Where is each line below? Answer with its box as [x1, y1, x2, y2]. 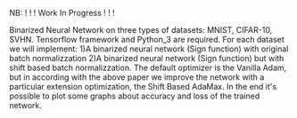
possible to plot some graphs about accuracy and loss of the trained [9, 90, 260, 101]
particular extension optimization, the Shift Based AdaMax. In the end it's [9, 82, 277, 91]
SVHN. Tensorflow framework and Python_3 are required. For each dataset [9, 35, 285, 44]
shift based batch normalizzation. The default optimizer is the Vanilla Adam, [9, 62, 287, 73]
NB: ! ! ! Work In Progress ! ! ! [9, 8, 115, 18]
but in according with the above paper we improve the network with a [9, 72, 265, 83]
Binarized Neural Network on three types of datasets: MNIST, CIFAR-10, [9, 25, 273, 35]
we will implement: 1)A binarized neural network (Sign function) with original [9, 43, 289, 54]
